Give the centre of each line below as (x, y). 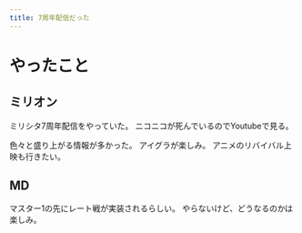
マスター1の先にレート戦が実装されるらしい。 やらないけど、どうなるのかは (151, 208)
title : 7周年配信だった (50, 18)
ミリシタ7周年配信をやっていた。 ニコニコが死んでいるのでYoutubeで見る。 (151, 126)
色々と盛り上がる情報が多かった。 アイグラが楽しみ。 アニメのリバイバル (147, 145)
